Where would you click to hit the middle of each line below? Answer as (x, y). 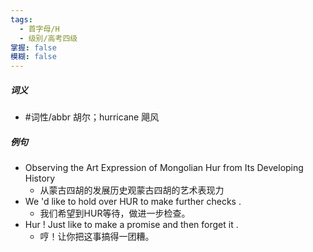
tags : (21, 19)
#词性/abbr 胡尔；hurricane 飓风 (92, 117)
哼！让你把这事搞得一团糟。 (97, 237)
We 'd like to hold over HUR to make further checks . (133, 202)
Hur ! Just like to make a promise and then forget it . (131, 225)
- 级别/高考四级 (48, 38)
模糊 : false (33, 57)
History (40, 178)
